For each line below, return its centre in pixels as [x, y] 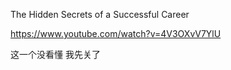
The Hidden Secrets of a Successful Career [100, 14]
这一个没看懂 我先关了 [55, 54]
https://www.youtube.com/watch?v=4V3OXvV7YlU [116, 33]
